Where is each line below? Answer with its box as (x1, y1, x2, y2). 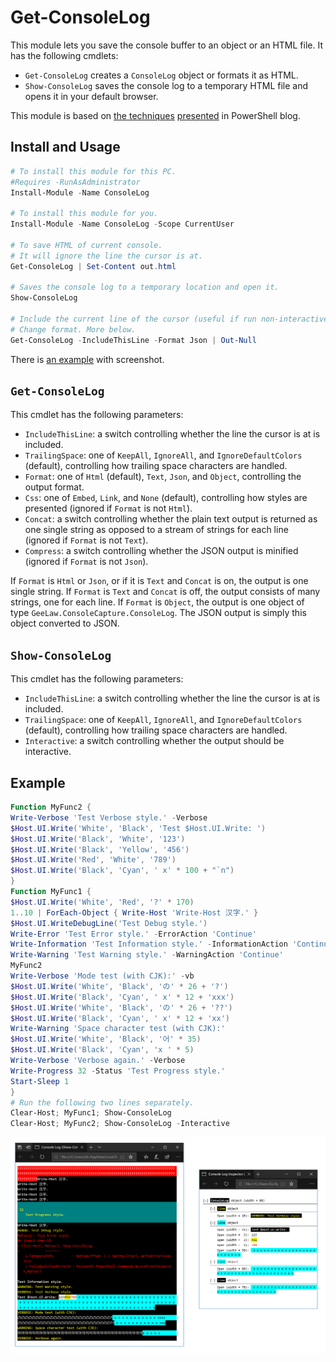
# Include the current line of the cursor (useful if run (10, 314, 257, 324)
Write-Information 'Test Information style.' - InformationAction (10, 939, 288, 950)
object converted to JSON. (10, 617, 120, 630)
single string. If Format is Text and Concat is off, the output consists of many (10, 586, 321, 598)
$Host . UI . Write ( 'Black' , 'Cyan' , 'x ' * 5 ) (10, 1045, 195, 1055)
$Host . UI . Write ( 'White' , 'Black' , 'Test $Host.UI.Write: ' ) (10, 823, 267, 833)
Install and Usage (10, 139, 121, 156)
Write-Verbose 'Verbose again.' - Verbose (10, 1056, 186, 1066)
